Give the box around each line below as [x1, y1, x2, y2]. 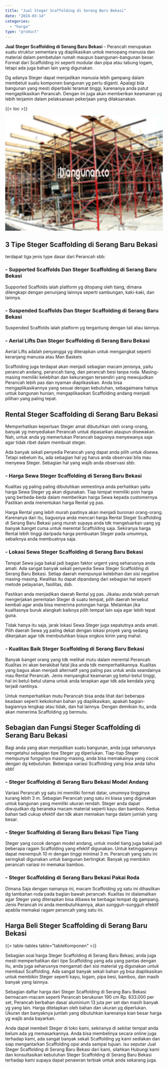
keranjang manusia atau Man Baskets [5, 354, 82, 360]
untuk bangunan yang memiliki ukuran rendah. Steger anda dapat [5, 800, 140, 807]
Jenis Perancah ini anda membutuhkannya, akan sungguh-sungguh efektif [5, 902, 159, 908]
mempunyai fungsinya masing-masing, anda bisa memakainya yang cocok [5, 755, 159, 761]
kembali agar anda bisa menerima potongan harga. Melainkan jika [5, 602, 141, 608]
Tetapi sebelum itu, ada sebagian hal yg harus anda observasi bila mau [5, 454, 151, 461]
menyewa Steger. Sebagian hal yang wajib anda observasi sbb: [5, 460, 135, 466]
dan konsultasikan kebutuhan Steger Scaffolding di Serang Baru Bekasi [5, 1051, 152, 1057]
